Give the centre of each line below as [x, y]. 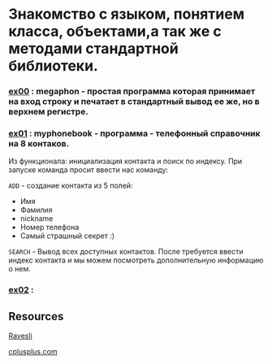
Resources [36, 316]
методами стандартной [93, 49]
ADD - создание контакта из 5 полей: [71, 186]
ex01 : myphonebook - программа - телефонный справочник [135, 133]
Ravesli [20, 336]
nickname [37, 219]
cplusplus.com [33, 352]
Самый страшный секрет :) [67, 236]
